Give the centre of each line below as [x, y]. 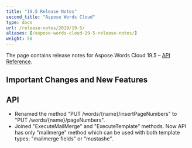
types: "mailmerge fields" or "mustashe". [64, 139]
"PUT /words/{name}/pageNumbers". [60, 120]
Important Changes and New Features [77, 80]
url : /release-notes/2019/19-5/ [45, 28]
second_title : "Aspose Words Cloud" [51, 17]
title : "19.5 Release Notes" [42, 11]
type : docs [19, 22]
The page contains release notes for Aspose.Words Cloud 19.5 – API [88, 55]
